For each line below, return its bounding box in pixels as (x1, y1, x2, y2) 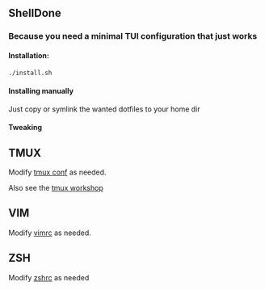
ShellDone (8, 6, 62, 20)
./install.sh (8, 69, 53, 77)
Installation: (8, 50, 50, 60)
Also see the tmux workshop (8, 183, 103, 192)
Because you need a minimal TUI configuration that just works (8, 31, 258, 42)
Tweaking (8, 123, 43, 132)
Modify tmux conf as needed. (8, 167, 107, 177)
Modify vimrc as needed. (8, 228, 91, 237)
